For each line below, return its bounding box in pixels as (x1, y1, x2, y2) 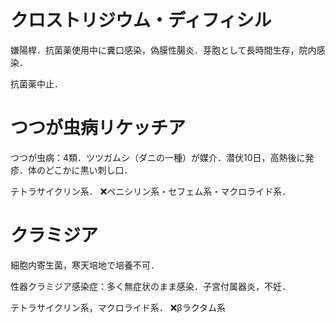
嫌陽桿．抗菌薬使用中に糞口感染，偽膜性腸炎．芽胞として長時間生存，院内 (10, 44, 317, 56)
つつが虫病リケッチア (10, 117, 187, 140)
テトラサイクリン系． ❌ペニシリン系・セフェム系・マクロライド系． (10, 185, 292, 197)
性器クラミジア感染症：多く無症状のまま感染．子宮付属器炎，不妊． (10, 280, 291, 292)
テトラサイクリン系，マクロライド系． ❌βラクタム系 (10, 301, 227, 313)
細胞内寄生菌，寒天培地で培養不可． (10, 259, 160, 271)
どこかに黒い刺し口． (44, 164, 133, 176)
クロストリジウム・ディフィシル (10, 9, 272, 32)
